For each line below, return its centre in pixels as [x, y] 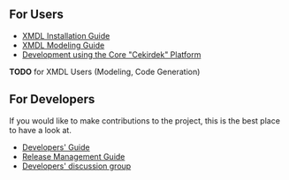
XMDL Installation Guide [66, 35]
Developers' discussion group [76, 166]
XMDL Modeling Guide [63, 45]
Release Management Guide [73, 156]
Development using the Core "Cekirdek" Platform [111, 54]
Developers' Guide [56, 147]
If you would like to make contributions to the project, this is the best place [145, 120]
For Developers [52, 99]
